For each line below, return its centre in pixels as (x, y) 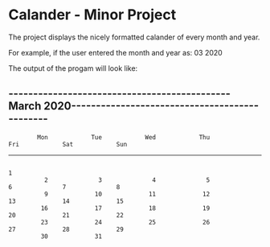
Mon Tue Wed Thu (124, 137)
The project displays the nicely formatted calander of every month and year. (134, 37)
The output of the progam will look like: (73, 68)
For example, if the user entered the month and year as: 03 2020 (115, 52)
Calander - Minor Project (92, 15)
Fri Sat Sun (68, 144)
